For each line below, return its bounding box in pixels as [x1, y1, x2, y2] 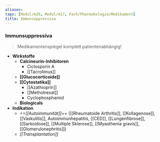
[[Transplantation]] [19, 131, 59, 137]
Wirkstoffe [12, 53, 35, 59]
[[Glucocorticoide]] [19, 74, 60, 80]
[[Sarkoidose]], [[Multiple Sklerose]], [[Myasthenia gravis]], [19, 120, 140, 126]
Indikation [12, 105, 33, 111]
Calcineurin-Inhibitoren [19, 58, 69, 64]
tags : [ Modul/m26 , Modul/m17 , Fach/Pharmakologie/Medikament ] [5, 12, 135, 17]
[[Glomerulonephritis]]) [19, 126, 66, 132]
